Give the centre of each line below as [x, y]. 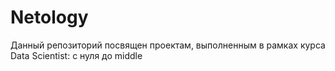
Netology [49, 17]
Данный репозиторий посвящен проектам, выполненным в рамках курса [168, 45]
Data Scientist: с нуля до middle [76, 55]
